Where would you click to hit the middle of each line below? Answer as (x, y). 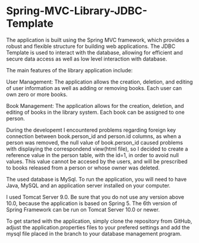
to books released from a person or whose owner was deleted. (83, 168)
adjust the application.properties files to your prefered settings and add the (98, 227)
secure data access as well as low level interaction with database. (87, 59)
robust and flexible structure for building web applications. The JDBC (91, 46)
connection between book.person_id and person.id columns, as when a (94, 136)
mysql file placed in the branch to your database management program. (94, 234)
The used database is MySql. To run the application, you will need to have (97, 179)
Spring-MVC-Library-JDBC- (77, 11)
